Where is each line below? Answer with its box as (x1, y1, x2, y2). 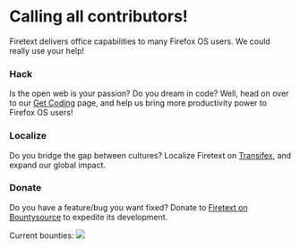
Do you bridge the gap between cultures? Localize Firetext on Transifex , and (9, 150, 292, 160)
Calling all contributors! (9, 6, 188, 27)
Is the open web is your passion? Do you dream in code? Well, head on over (9, 88, 289, 99)
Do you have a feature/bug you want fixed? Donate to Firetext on (9, 201, 248, 212)
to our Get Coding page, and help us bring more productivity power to (9, 98, 267, 108)
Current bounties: (9, 230, 74, 241)
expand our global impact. (9, 159, 106, 170)
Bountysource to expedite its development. (9, 211, 168, 222)
